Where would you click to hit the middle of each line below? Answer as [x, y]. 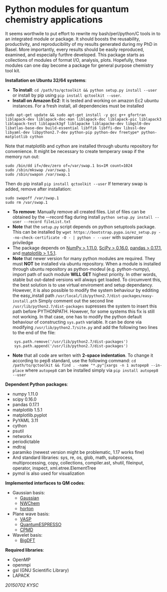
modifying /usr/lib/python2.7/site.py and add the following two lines [85, 327]
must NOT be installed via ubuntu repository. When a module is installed [86, 264]
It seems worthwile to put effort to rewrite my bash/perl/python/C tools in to [83, 33]
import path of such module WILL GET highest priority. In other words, [84, 274]
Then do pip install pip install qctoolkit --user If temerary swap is [77, 183]
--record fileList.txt [47, 222]
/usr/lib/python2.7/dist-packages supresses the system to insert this [84, 306]
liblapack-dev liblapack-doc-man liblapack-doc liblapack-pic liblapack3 [83, 119]
